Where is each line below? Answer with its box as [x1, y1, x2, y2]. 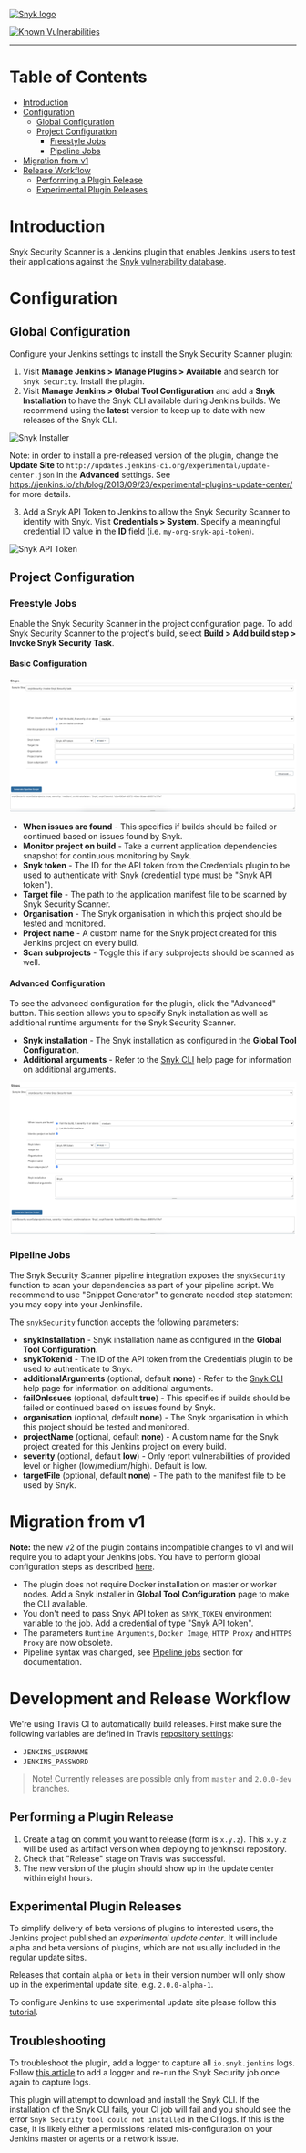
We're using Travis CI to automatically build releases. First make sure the [9, 1718, 282, 1729]
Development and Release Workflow [9, 1688, 291, 1709]
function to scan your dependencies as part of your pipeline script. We [9, 1279, 275, 1290]
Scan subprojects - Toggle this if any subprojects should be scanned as [22, 947, 295, 958]
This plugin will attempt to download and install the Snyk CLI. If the [9, 2095, 260, 2106]
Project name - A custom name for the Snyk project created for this [22, 928, 278, 939]
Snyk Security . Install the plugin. [22, 375, 145, 387]
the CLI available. [22, 1597, 88, 1609]
